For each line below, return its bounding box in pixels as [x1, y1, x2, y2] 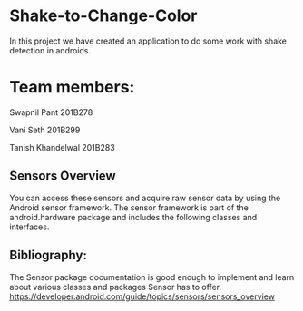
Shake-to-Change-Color [9, 5, 198, 26]
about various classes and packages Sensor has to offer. [9, 281, 222, 292]
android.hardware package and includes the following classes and [9, 211, 258, 222]
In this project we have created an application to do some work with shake [9, 35, 288, 46]
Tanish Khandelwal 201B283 [9, 141, 115, 152]
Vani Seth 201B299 [9, 124, 81, 135]
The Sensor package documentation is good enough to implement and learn [9, 271, 295, 282]
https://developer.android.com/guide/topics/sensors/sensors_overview [9, 291, 275, 302]
